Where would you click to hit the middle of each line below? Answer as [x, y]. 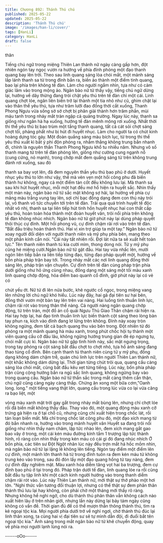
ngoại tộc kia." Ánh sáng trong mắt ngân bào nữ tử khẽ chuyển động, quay [79, 521]
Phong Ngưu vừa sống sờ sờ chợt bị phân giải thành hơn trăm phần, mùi [77, 111]
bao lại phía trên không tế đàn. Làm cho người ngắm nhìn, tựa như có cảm [79, 85]
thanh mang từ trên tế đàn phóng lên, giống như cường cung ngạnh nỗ [75, 152]
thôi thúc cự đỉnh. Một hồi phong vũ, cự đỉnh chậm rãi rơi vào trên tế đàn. [78, 224]
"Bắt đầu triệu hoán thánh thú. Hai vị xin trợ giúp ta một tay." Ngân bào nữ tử [81, 228]
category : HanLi [21, 37]
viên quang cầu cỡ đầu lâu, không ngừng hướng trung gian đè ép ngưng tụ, [80, 336]
